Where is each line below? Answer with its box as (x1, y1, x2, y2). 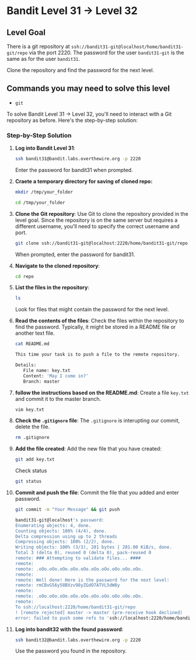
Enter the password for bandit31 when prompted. (15, 166, 133, 173)
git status (15, 479, 42, 484)
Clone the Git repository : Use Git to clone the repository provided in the (15, 210, 188, 217)
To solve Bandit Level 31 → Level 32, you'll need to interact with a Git (6, 110, 172, 118)
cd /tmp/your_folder (15, 200, 65, 205)
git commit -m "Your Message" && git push (15, 507, 120, 513)
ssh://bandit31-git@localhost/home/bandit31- (71, 44, 184, 50)
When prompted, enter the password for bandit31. (15, 250, 136, 258)
